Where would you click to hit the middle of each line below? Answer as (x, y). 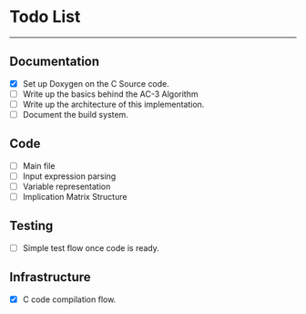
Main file (39, 165)
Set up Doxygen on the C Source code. (96, 83)
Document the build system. (76, 114)
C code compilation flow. (69, 299)
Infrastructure (50, 277)
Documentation (55, 62)
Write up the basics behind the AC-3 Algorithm (110, 94)
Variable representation (66, 186)
